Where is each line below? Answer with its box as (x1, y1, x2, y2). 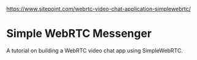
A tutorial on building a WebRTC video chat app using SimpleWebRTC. (6, 47, 184, 54)
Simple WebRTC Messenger (6, 27, 152, 40)
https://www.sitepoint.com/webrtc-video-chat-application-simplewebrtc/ (6, 6, 191, 12)
